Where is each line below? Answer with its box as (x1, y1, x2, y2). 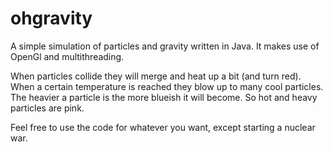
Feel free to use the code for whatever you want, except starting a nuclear (10, 121, 316, 133)
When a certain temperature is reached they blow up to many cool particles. (10, 80, 324, 92)
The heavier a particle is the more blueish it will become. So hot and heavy (10, 91, 318, 103)
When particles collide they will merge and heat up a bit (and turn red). (10, 70, 302, 82)
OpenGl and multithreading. (10, 50, 125, 62)
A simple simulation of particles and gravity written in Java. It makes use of (10, 40, 320, 52)
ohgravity (10, 7, 93, 30)
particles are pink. (10, 102, 85, 114)
